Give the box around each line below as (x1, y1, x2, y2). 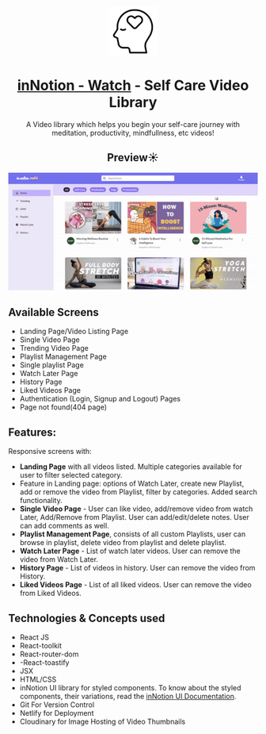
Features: (8, 425, 57, 439)
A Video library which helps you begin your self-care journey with (26, 119, 240, 129)
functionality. (19, 496, 63, 505)
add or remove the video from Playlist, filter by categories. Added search (19, 487, 257, 497)
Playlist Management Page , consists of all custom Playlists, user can (19, 529, 246, 539)
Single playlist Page (19, 360, 85, 370)
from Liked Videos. (19, 589, 82, 598)
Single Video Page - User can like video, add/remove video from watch (19, 504, 253, 513)
